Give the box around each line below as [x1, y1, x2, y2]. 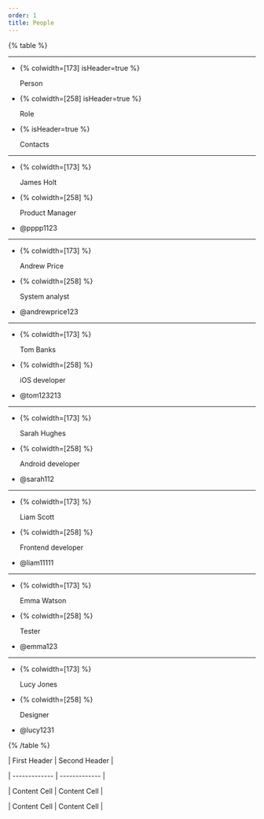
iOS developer [19, 375, 66, 384]
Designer [19, 710, 49, 719]
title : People [8, 19, 55, 27]
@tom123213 [19, 391, 61, 400]
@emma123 [19, 641, 58, 650]
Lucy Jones [19, 679, 57, 689]
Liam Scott [19, 512, 55, 521]
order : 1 [8, 11, 37, 20]
